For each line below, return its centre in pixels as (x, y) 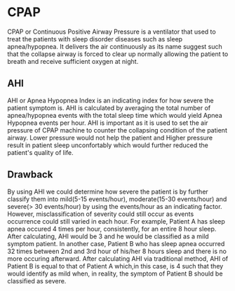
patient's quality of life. (40, 152)
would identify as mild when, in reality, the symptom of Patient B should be (115, 273)
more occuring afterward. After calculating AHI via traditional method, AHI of (118, 258)
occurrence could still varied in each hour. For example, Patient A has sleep (116, 221)
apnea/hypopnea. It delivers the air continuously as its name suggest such (115, 46)
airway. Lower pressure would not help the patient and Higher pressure (110, 137)
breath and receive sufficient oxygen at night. (73, 61)
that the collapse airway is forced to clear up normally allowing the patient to (118, 54)
